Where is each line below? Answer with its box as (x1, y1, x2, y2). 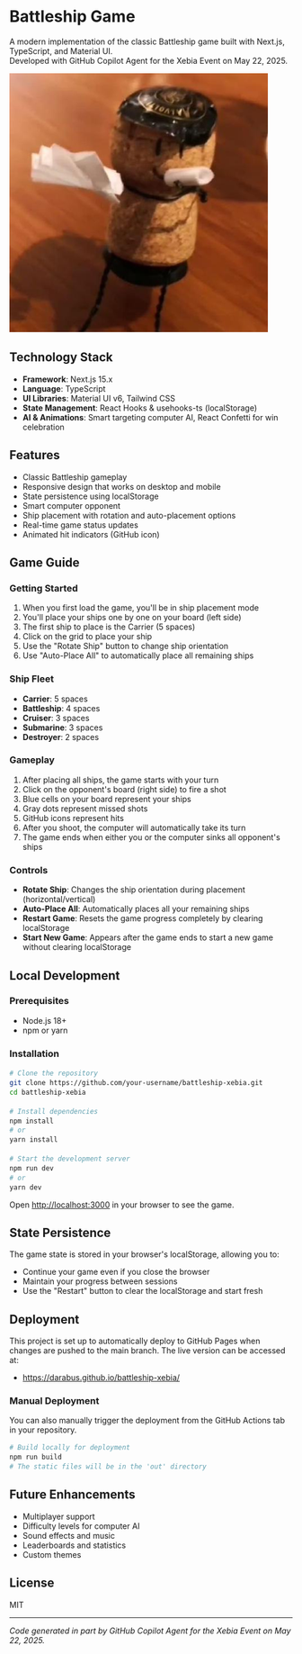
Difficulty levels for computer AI (22, 1520, 140, 1532)
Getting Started (9, 582, 78, 594)
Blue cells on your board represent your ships (22, 793, 191, 804)
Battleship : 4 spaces (22, 702, 101, 713)
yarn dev (9, 1182, 42, 1192)
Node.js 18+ (22, 1015, 67, 1026)
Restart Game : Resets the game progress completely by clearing (22, 913, 263, 924)
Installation (9, 1047, 60, 1060)
